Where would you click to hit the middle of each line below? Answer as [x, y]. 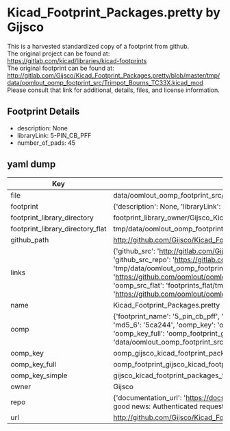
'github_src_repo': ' [144, 259]
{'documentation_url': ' [149, 397]
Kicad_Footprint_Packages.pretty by [114, 13]
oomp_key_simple [39, 375]
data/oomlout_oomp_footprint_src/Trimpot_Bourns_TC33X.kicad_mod [105, 82]
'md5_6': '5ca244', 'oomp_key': [164, 325]
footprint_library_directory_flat [59, 229]
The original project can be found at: [59, 54]
